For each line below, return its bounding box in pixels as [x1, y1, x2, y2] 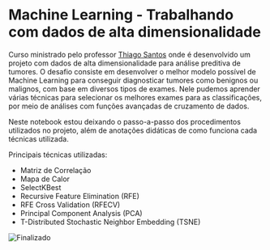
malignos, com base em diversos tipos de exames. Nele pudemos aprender [8, 83, 261, 94]
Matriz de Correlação [19, 165, 92, 175]
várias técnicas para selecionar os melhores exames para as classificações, [8, 92, 262, 102]
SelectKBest [19, 182, 62, 192]
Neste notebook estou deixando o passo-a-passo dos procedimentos [8, 117, 242, 126]
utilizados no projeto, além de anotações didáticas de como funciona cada [8, 125, 258, 135]
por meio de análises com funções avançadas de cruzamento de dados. [8, 101, 250, 111]
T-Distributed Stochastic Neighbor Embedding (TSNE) [19, 217, 201, 227]
